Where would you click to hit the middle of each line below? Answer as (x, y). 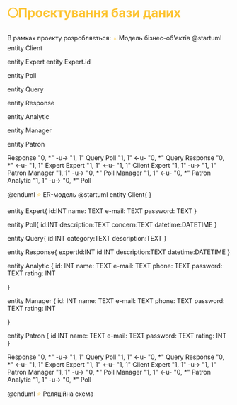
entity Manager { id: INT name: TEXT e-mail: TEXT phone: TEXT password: (116, 300)
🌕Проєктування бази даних (94, 13)
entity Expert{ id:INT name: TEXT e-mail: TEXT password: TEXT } (102, 211)
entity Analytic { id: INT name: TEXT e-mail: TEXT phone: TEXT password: (115, 266)
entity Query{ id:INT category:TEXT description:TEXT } (87, 238)
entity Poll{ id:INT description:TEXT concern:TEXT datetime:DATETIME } (112, 224)
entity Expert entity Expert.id (49, 62)
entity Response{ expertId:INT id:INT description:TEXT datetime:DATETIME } (119, 252)
